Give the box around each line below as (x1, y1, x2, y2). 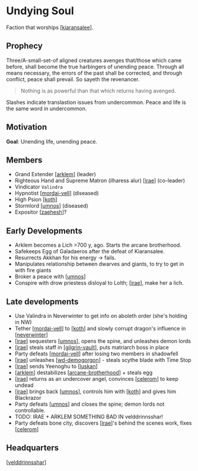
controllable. (14, 407, 46, 413)
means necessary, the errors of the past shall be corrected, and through (6, 69, 183, 77)
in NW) (14, 319, 32, 326)
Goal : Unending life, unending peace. (6, 138, 98, 145)
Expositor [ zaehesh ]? (14, 209, 67, 216)
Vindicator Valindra (14, 183, 63, 190)
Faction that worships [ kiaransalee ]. (6, 24, 94, 31)
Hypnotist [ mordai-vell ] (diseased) (14, 190, 99, 197)
